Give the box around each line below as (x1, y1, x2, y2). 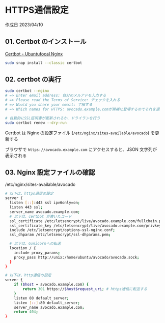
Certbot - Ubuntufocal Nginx (5, 51, 63, 57)
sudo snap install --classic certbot (5, 60, 82, 65)
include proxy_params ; (14, 250, 60, 255)
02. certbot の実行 (5, 75, 61, 84)
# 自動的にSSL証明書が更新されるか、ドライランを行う (5, 116, 101, 120)
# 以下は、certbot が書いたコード (9, 214, 72, 219)
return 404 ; (14, 309, 38, 315)
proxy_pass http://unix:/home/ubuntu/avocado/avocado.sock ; (14, 255, 139, 260)
